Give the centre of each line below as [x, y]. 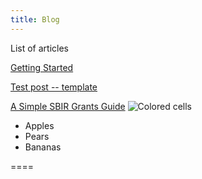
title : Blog [35, 19]
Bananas [43, 147]
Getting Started [42, 67]
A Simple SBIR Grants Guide [68, 106]
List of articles [39, 48]
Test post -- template [54, 87]
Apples [39, 125]
